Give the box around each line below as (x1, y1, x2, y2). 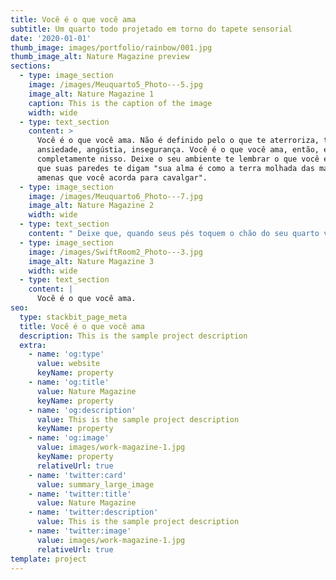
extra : (19, 340, 47, 350)
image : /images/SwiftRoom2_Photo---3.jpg (28, 247, 203, 257)
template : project (10, 554, 87, 564)
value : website (36, 359, 101, 369)
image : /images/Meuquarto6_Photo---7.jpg (28, 191, 203, 201)
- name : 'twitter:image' (28, 526, 132, 536)
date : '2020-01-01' (10, 33, 92, 43)
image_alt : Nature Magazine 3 (28, 256, 155, 266)
